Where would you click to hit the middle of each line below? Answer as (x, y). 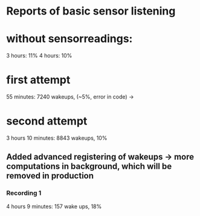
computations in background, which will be (89, 167)
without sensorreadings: (69, 39)
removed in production (50, 176)
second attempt (47, 121)
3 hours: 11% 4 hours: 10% (39, 56)
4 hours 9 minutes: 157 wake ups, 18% (54, 206)
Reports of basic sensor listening (91, 11)
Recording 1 (24, 193)
